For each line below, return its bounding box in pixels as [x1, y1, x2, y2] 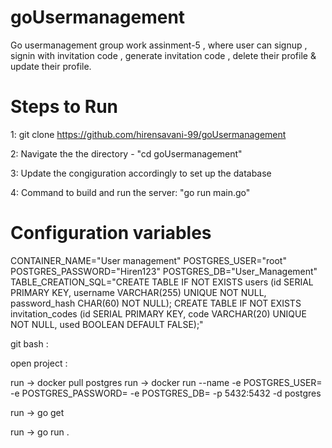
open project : [10, 357, 68, 369]
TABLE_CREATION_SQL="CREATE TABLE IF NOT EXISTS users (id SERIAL [10, 276, 314, 288]
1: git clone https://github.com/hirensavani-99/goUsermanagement [10, 128, 287, 140]
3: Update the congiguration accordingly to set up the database [10, 167, 272, 179]
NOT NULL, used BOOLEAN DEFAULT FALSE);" [10, 318, 204, 330]
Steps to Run [10, 96, 118, 118]
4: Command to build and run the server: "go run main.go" [10, 186, 251, 198]
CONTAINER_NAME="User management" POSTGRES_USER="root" [10, 254, 287, 266]
